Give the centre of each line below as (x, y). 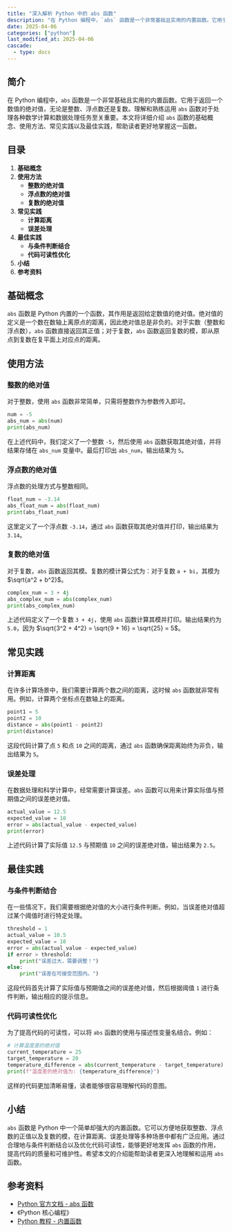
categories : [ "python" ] (41, 33)
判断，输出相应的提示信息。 (52, 997)
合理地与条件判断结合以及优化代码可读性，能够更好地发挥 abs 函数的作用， (113, 1145)
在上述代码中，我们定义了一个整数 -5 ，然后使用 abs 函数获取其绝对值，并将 (114, 441)
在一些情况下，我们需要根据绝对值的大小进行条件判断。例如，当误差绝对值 (113, 907)
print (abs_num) (29, 427)
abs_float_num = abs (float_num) (54, 506)
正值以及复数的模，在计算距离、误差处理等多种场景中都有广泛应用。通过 (122, 1136)
